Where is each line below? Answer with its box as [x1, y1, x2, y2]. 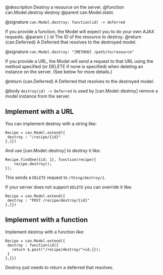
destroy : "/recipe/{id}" [7, 135, 61, 139]
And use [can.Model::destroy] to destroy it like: [5, 147, 101, 153]
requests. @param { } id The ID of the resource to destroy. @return [5, 34, 142, 40]
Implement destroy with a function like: [5, 229, 85, 234]
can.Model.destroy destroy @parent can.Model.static [5, 9, 114, 15]
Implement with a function [5, 216, 88, 224]
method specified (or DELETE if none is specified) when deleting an [5, 64, 144, 69]
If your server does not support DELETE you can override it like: [5, 184, 132, 190]
